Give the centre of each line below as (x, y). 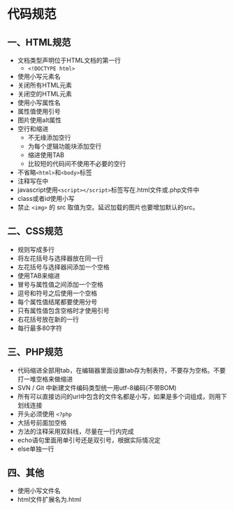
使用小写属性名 (39, 103)
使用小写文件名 (39, 491)
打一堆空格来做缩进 (45, 379)
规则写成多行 (36, 249)
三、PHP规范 (35, 352)
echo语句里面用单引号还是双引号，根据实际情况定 (89, 440)
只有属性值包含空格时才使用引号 (63, 310)
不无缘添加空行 (49, 137)
